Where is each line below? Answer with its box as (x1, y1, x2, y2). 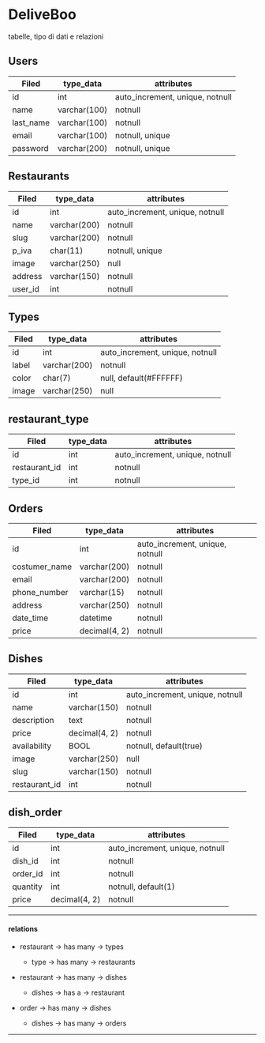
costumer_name (12, 561, 73, 572)
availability (12, 740, 52, 751)
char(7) (43, 373, 71, 384)
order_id (12, 868, 43, 879)
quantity (12, 881, 43, 892)
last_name (12, 117, 50, 128)
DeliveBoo (8, 6, 77, 24)
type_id (12, 475, 40, 486)
